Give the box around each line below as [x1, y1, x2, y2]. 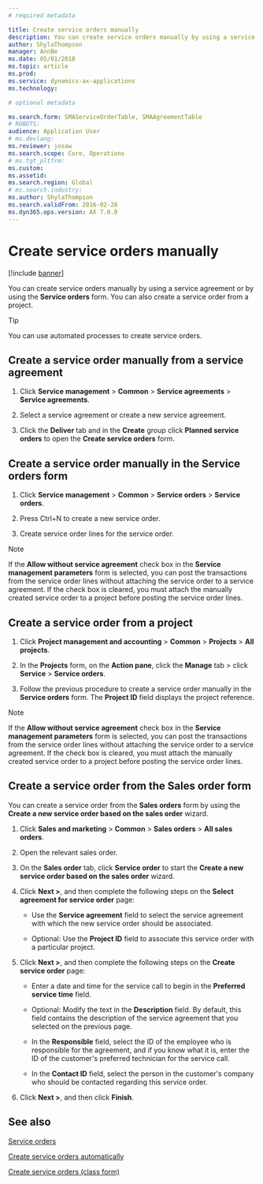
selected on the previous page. [31, 1022, 132, 1031]
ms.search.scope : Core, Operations [8, 149, 125, 158]
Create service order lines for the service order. [19, 529, 175, 538]
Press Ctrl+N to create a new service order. [19, 514, 161, 523]
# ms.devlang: [8, 135, 55, 143]
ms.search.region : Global [8, 179, 93, 187]
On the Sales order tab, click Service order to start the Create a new [19, 862, 244, 872]
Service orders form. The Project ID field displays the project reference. [19, 693, 254, 702]
